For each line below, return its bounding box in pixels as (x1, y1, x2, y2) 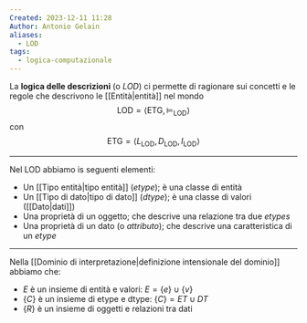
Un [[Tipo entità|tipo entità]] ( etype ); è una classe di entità (22, 182, 242, 193)
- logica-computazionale (17, 56, 112, 65)
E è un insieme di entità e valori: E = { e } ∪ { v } (22, 284, 194, 295)
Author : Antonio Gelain (9, 22, 101, 31)
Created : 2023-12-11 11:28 (9, 13, 112, 23)
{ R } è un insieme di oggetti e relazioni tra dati (22, 303, 194, 314)
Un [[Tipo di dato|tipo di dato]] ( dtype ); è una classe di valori (22, 191, 252, 202)
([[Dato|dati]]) (22, 201, 76, 212)
